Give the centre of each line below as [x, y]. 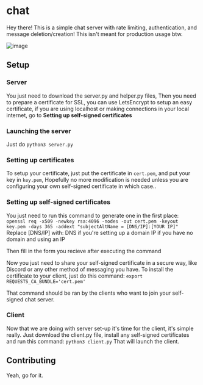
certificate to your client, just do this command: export [75, 276]
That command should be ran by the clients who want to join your [89, 293]
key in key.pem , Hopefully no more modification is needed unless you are [98, 180]
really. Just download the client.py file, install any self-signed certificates [98, 335]
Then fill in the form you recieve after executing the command [84, 251]
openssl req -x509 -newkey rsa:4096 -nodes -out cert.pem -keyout [92, 221]
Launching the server [39, 131]
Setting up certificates [40, 160]
